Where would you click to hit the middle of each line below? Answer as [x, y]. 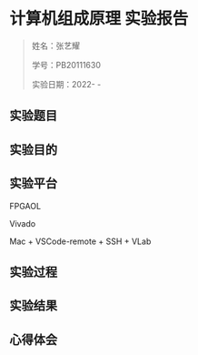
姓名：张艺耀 [55, 46]
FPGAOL [25, 206]
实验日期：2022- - [66, 84]
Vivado [23, 223]
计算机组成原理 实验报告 [99, 19]
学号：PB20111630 [66, 65]
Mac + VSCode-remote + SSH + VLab [80, 241]
